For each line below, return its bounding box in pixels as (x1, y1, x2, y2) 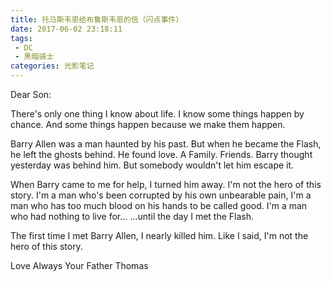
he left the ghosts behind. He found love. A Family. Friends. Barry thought (10, 149, 313, 160)
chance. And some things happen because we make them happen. (10, 119, 286, 130)
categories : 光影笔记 (10, 61, 95, 71)
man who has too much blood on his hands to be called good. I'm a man (10, 200, 308, 211)
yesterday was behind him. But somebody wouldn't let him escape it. (10, 159, 295, 171)
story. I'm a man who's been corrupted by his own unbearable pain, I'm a (10, 189, 312, 201)
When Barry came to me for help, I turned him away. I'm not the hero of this (10, 179, 322, 190)
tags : (10, 33, 33, 43)
